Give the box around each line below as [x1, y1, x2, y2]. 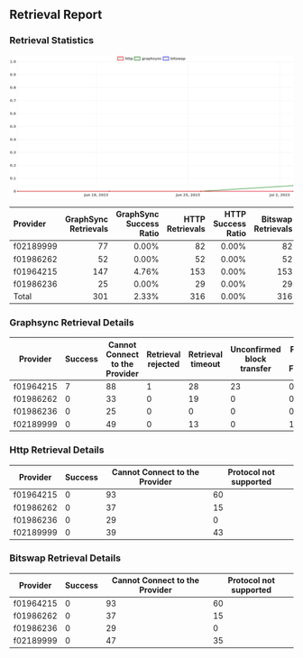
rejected [147, 358, 180, 369]
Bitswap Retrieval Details [9, 552, 122, 564]
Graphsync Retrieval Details [9, 315, 134, 328]
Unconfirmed [229, 344, 281, 355]
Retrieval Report [9, 7, 103, 23]
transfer [240, 363, 272, 374]
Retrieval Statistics [9, 34, 95, 47]
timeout [190, 358, 221, 369]
